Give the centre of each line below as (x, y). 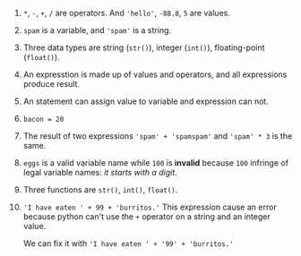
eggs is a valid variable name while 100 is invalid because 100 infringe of (156, 163)
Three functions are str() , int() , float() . (100, 190)
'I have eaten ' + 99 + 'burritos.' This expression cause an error (150, 207)
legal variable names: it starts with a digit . (100, 172)
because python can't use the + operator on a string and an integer (147, 217)
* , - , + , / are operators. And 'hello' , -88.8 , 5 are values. (127, 13)
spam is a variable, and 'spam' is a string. (97, 30)
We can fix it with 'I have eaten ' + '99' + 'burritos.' (128, 243)
